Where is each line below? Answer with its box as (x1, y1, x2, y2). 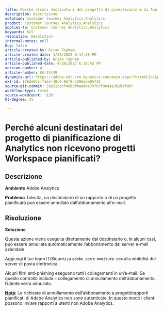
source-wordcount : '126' (5, 93, 55, 97)
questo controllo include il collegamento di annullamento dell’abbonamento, (5, 275, 156, 281)
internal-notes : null (5, 39, 49, 44)
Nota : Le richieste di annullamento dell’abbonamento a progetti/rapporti (5, 290, 149, 295)
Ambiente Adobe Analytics (5, 185, 60, 191)
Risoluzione (5, 214, 42, 222)
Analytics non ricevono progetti (5, 143, 136, 154)
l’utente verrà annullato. (5, 280, 52, 286)
